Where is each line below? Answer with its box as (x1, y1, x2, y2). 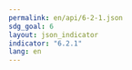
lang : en (8, 47, 42, 56)
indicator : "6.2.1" (8, 38, 83, 48)
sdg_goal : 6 (8, 22, 54, 31)
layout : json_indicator (8, 30, 99, 39)
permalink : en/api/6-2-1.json (8, 13, 124, 23)
